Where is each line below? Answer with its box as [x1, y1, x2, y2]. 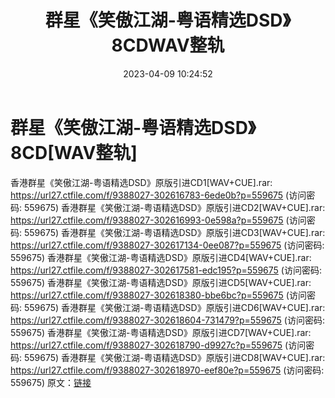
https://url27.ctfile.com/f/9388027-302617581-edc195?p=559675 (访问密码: [10, 264, 322, 276]
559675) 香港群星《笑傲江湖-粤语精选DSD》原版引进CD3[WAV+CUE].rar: [23, 226, 326, 238]
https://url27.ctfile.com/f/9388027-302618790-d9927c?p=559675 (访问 [10, 339, 307, 351]
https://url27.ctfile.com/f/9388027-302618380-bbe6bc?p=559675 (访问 [10, 289, 307, 301]
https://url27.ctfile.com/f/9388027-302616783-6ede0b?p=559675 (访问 [10, 189, 307, 201]
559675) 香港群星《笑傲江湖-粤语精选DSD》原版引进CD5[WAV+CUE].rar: [10, 276, 312, 288]
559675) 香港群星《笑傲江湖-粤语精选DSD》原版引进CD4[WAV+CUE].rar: [10, 251, 312, 263]
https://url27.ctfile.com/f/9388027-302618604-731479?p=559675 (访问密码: [10, 314, 325, 326]
